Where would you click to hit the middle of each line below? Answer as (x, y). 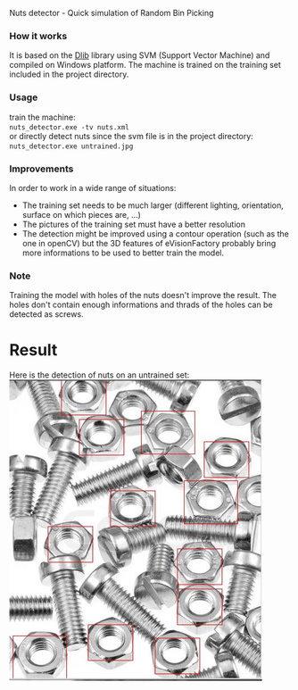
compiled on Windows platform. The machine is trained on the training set (145, 65)
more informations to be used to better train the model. (123, 253)
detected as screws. (46, 314)
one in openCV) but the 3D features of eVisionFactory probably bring (149, 243)
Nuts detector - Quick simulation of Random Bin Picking (112, 13)
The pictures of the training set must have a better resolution (133, 224)
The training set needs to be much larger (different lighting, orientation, (153, 205)
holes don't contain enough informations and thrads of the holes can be (141, 305)
